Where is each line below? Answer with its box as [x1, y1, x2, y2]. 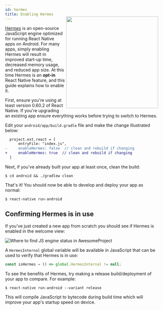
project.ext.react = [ [9, 137, 56, 142]
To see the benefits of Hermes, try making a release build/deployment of [5, 270, 152, 277]
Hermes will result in [5, 51, 47, 57]
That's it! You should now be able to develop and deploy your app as [5, 182, 143, 188]
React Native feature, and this [5, 77, 65, 83]
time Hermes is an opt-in [5, 72, 56, 78]
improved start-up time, [5, 56, 53, 62]
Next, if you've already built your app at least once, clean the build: [5, 164, 140, 169]
